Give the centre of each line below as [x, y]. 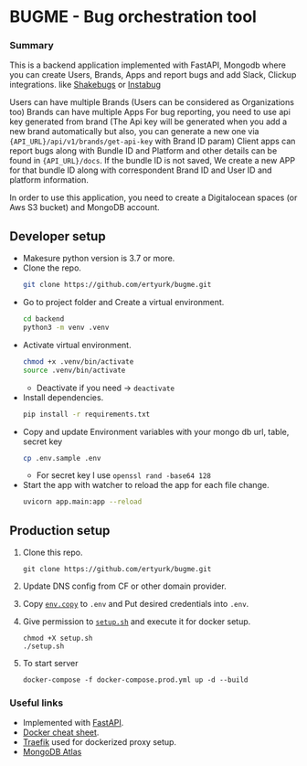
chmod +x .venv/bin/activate [78, 362]
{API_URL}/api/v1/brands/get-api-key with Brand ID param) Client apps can [153, 141]
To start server [51, 664]
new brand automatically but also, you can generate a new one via [134, 132]
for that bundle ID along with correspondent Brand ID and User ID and [141, 170]
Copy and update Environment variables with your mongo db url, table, [156, 431]
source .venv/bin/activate [74, 370]
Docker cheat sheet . [61, 732]
